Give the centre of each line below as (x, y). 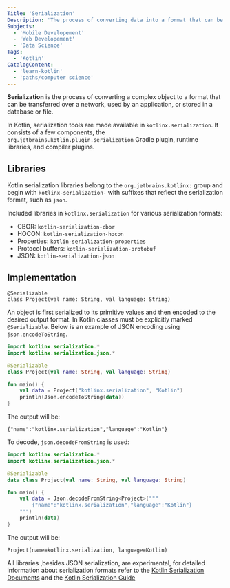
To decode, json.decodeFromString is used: (68, 442)
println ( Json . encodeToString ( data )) (72, 397)
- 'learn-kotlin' (38, 71)
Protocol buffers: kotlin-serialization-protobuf (86, 249)
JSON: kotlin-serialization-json (66, 256)
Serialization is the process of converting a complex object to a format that (114, 97)
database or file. (30, 112)
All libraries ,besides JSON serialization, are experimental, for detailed (106, 563)
